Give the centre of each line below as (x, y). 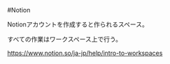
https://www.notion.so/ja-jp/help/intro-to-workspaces (85, 53)
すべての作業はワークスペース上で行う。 (65, 39)
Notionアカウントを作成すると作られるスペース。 (78, 24)
